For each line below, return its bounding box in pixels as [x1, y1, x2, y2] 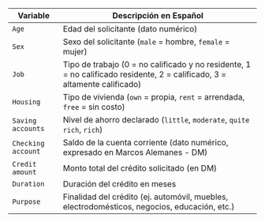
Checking [12, 139, 45, 148]
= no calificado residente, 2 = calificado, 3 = [62, 69, 227, 80]
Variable [17, 10, 50, 21]
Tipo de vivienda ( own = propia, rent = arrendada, [62, 92, 245, 102]
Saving [12, 116, 37, 125]
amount [12, 167, 37, 176]
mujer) [62, 47, 88, 57]
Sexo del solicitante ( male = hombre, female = [62, 36, 230, 47]
